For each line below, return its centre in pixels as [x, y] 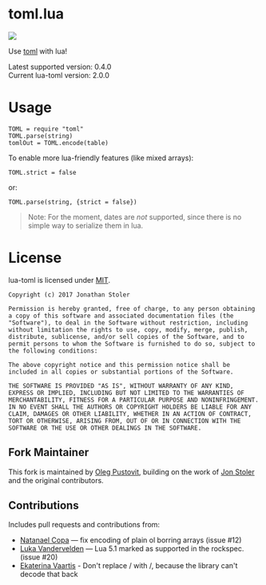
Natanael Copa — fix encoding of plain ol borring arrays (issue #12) [131, 540]
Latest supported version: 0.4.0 [60, 67]
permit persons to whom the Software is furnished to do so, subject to [132, 344]
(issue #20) [39, 557]
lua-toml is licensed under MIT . [59, 280]
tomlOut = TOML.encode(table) [59, 143]
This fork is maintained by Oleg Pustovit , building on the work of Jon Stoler [131, 472]
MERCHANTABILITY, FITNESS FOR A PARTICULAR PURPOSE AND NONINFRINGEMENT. [134, 400]
